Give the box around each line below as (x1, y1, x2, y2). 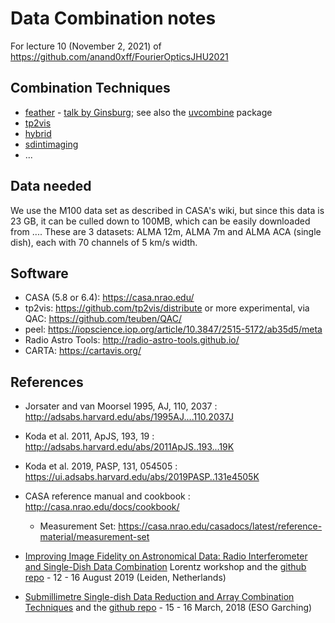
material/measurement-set (39, 531, 150, 543)
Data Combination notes (10, 7, 217, 30)
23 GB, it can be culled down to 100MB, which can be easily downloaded (10, 215, 311, 227)
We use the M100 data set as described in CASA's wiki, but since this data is (10, 204, 325, 216)
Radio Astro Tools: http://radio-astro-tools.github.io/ (24, 334, 240, 346)
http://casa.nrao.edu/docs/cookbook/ (24, 501, 180, 513)
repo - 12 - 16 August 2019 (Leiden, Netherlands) (24, 572, 227, 584)
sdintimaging (24, 138, 79, 150)
